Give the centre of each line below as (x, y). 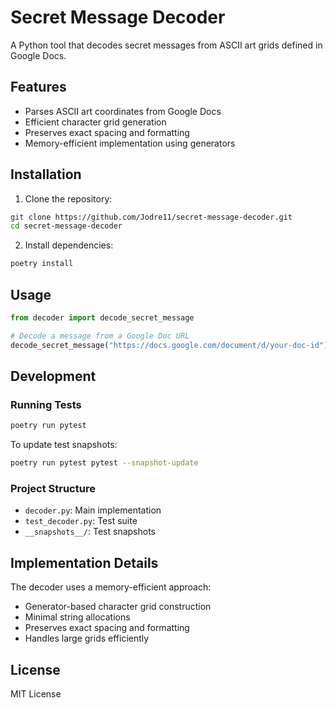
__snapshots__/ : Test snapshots (90, 532)
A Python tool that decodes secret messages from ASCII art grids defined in (166, 45)
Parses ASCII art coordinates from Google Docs (123, 111)
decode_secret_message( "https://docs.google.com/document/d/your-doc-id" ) (169, 345)
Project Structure (53, 488)
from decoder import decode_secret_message (102, 318)
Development (53, 376)
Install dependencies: (69, 245)
